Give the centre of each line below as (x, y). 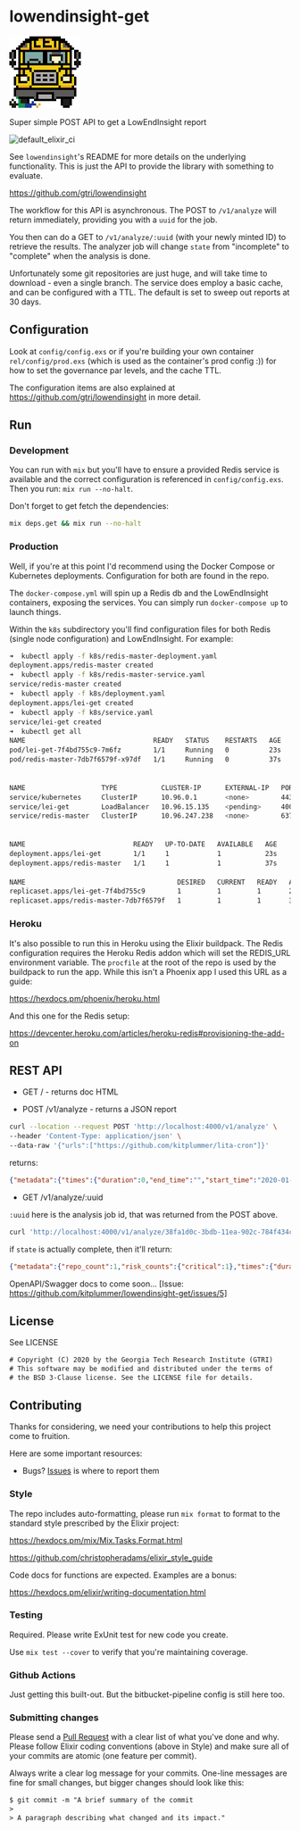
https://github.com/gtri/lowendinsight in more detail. (105, 397)
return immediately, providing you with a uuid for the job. (113, 220)
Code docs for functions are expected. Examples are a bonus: (123, 1575)
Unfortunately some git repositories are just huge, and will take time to (138, 273)
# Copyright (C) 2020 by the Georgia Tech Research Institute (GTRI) (142, 1360)
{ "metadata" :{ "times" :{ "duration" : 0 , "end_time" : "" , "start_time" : (133, 1180)
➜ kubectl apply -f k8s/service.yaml (81, 712)
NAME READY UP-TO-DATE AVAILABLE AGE (143, 845)
